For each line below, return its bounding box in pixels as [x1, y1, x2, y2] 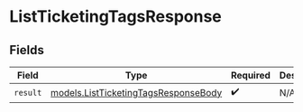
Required [230, 70, 271, 81]
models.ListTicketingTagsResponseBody [50, 86, 223, 98]
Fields [9, 42, 45, 58]
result [14, 88, 42, 98]
